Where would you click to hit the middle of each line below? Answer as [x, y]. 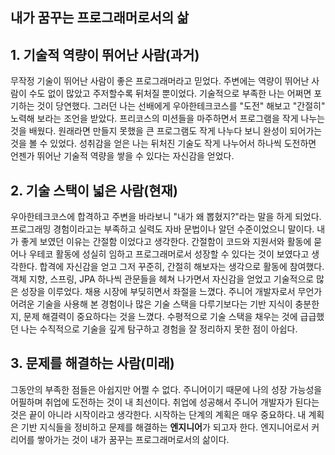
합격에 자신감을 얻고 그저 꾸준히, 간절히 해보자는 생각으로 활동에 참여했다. [182, 267]
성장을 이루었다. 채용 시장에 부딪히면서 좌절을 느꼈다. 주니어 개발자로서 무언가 [171, 292]
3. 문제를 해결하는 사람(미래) [92, 363]
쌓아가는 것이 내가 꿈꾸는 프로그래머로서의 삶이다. [133, 439]
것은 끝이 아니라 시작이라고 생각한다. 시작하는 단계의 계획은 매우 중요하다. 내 [158, 414]
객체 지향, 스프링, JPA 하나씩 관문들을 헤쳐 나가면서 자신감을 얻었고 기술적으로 [162, 279]
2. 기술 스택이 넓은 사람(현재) [94, 190]
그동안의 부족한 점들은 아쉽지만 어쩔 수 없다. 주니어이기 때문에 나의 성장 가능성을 [166, 389]
